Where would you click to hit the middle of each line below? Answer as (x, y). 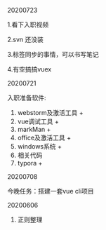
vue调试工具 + (38, 121)
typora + (30, 163)
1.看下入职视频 (28, 25)
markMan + (34, 129)
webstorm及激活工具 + (50, 113)
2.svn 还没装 (26, 39)
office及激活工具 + (44, 137)
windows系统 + (39, 146)
